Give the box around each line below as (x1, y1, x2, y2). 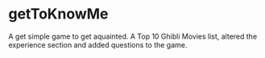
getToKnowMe (8, 5, 109, 23)
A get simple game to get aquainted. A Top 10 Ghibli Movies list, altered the (8, 31, 258, 41)
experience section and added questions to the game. (8, 39, 188, 49)
